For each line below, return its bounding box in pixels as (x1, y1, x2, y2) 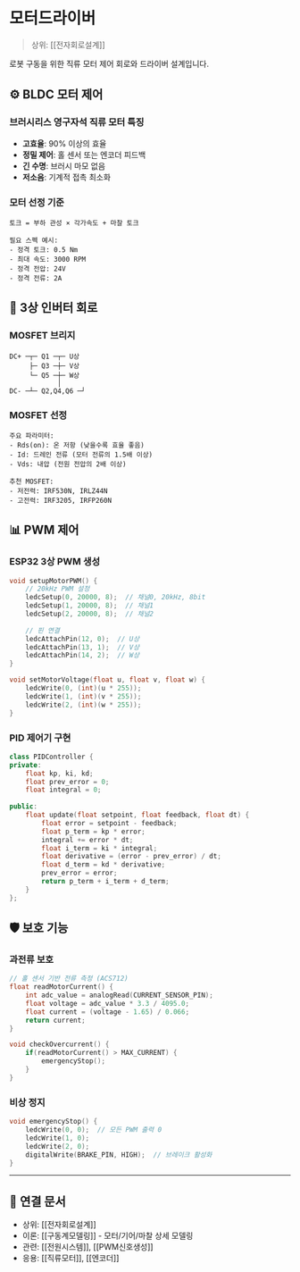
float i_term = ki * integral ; (41, 843, 158, 853)
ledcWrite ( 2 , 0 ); (25, 1142, 90, 1151)
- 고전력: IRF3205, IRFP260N (9, 496, 112, 505)
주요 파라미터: (9, 431, 54, 440)
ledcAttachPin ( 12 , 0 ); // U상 (25, 634, 140, 643)
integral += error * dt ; (41, 835, 134, 844)
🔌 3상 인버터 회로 (9, 300, 98, 315)
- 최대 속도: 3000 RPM (9, 255, 87, 264)
